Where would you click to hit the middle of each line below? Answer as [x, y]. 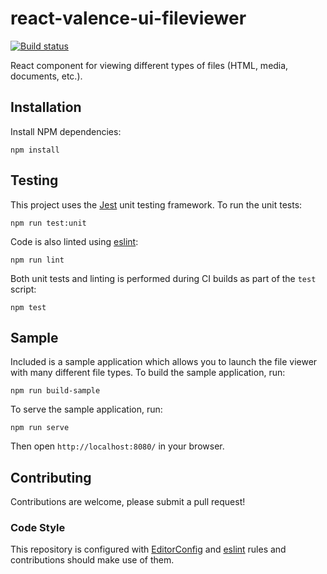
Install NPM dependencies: [66, 131]
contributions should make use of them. [92, 560]
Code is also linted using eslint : [74, 241]
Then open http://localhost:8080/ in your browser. [117, 446]
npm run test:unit [48, 223]
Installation [46, 107]
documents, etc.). [46, 76]
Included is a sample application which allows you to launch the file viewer [164, 362]
